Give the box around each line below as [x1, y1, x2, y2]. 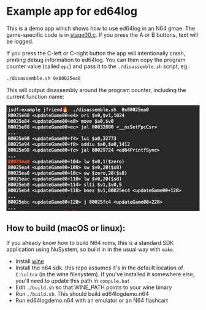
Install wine [15, 258, 44, 265]
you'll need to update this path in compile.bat [15, 277, 130, 285]
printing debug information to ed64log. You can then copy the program [6, 56, 186, 63]
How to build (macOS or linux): [6, 223, 126, 234]
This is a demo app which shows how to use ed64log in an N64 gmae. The [6, 25, 196, 32]
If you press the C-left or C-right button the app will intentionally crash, [6, 49, 186, 56]
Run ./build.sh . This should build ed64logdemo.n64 [15, 290, 149, 298]
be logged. [6, 37, 34, 45]
